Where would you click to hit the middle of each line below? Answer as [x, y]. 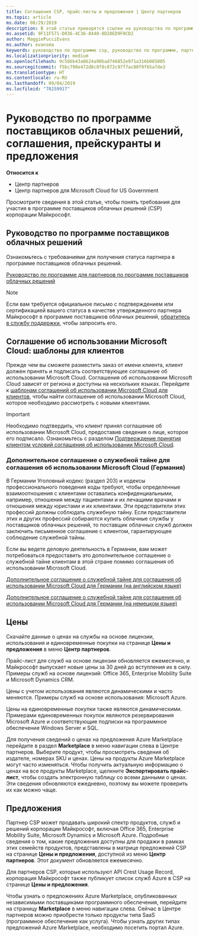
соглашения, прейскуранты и [84, 144]
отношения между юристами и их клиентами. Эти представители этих [96, 506]
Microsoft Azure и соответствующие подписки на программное [86, 721]
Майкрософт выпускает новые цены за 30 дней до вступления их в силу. [99, 667]
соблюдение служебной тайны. [46, 537]
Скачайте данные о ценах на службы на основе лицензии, [80, 637]
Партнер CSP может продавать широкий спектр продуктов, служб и [93, 822]
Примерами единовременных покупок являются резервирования [90, 715]
